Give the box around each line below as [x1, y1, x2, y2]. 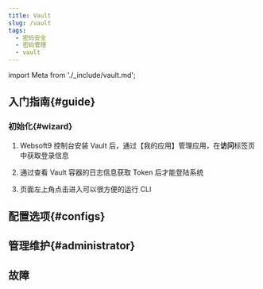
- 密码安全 [15, 33, 47, 42]
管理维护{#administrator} [8, 239, 136, 252]
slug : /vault [8, 19, 52, 27]
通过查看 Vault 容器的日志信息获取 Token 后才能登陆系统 [19, 168, 204, 177]
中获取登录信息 [19, 150, 69, 160]
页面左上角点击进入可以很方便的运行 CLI [19, 184, 152, 194]
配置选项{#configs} [8, 210, 106, 223]
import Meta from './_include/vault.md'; [8, 71, 137, 79]
